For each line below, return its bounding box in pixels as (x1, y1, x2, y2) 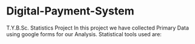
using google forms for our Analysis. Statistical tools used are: (6, 30, 162, 37)
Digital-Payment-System (6, 4, 135, 18)
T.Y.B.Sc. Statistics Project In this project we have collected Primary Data (6, 24, 190, 31)
